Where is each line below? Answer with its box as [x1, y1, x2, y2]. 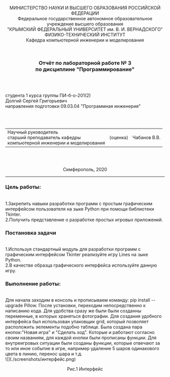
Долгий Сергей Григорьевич [5, 98, 67, 104]
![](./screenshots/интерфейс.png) [5, 356, 76, 362]
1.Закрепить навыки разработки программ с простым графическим [5, 200, 153, 206]
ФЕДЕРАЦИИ [70, 10, 100, 16]
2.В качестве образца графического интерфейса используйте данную [5, 262, 157, 268]
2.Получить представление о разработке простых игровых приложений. [5, 217, 163, 223]
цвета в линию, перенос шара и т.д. [5, 351, 82, 357]
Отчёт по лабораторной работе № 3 [38, 59, 132, 66]
